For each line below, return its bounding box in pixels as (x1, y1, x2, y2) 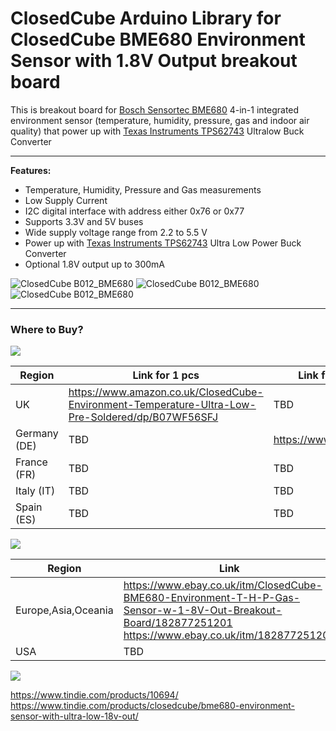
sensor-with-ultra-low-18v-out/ (10, 710, 139, 722)
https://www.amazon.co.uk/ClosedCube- (68, 385, 264, 399)
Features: (10, 164, 52, 176)
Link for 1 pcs (132, 368, 200, 382)
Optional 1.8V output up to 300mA (24, 258, 165, 270)
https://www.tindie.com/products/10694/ (10, 689, 179, 701)
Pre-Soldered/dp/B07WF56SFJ (68, 410, 219, 424)
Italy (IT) (15, 484, 56, 498)
